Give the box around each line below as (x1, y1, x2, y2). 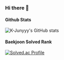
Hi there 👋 (5, 4, 30, 11)
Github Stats (5, 17, 32, 23)
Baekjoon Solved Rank (5, 39, 52, 45)
